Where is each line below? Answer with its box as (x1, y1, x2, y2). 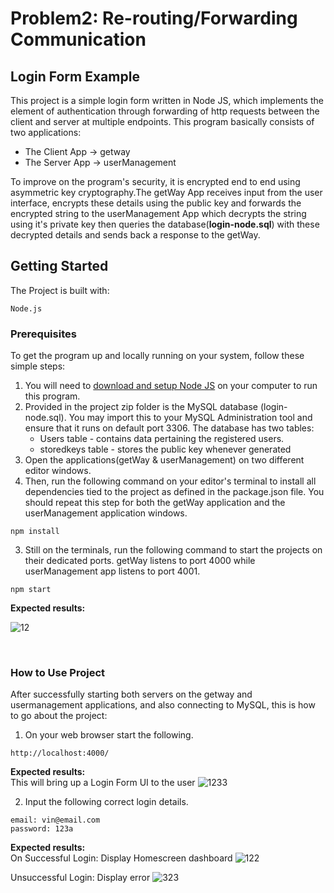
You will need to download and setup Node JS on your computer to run (24, 380, 318, 392)
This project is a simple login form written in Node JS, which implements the (10, 95, 324, 106)
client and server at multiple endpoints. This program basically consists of (10, 116, 315, 127)
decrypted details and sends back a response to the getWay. (10, 229, 261, 241)
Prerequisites (10, 327, 77, 341)
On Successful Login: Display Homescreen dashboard (10, 852, 233, 864)
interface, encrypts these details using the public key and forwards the (10, 197, 302, 209)
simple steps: (10, 360, 66, 372)
